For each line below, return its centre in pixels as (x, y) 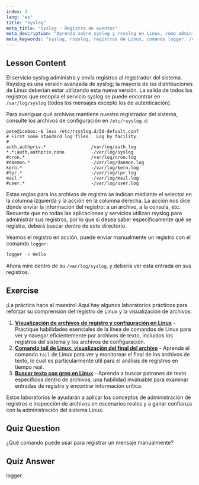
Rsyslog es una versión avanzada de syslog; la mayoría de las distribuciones (99, 84)
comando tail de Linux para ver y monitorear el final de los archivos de (102, 354)
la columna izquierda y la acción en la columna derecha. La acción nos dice (98, 200)
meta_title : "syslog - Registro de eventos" (62, 28)
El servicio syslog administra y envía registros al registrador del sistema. (94, 77)
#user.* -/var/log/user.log (73, 183)
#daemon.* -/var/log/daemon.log (75, 162)
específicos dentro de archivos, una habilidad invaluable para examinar (102, 379)
